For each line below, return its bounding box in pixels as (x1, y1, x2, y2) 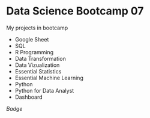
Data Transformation (14, 55, 66, 62)
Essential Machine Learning (14, 74, 84, 81)
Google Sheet (14, 36, 49, 43)
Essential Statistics (14, 67, 62, 75)
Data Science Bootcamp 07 (6, 4, 144, 18)
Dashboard (14, 93, 43, 101)
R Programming (14, 48, 54, 55)
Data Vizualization (14, 61, 60, 69)
